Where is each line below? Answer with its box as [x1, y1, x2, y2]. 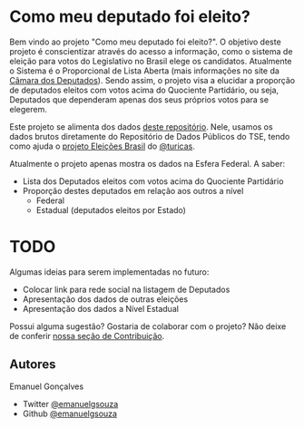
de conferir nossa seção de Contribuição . [9, 330, 165, 341]
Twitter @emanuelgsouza [22, 398, 119, 409]
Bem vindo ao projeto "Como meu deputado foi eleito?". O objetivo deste [9, 36, 281, 47]
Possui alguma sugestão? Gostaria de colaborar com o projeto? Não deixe [9, 320, 287, 332]
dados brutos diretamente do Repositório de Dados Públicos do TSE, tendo [9, 131, 290, 141]
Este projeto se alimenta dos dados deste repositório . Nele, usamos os [9, 121, 274, 132]
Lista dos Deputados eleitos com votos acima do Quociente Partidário [22, 175, 284, 187]
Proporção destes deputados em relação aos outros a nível [22, 185, 244, 196]
